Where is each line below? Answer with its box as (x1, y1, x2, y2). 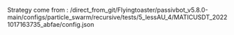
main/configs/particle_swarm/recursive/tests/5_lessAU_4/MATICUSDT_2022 (7, 13, 228, 21)
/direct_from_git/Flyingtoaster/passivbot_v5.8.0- (69, 6, 209, 14)
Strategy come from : (7, 6, 69, 14)
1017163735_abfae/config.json (7, 21, 95, 28)
